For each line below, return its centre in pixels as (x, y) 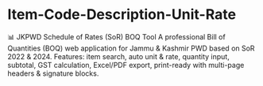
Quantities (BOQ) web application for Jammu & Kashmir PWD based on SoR (131, 48)
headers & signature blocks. (53, 73)
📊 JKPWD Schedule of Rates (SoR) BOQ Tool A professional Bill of (116, 36)
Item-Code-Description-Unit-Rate (122, 15)
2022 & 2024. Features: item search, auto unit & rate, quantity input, (118, 56)
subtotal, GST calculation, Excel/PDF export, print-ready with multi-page (126, 65)
